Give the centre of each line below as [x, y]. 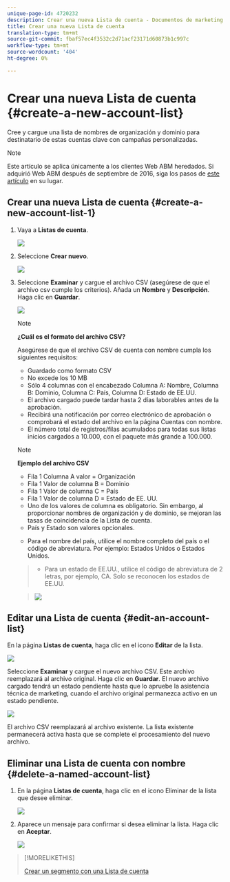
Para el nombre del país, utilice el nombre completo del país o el [118, 540]
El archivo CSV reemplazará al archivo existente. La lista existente [101, 727]
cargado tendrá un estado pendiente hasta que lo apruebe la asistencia [108, 686]
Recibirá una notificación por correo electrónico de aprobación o [119, 414]
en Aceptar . [34, 832]
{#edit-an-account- [166, 618]
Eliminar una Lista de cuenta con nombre [96, 763]
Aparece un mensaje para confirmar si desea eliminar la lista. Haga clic [118, 824]
